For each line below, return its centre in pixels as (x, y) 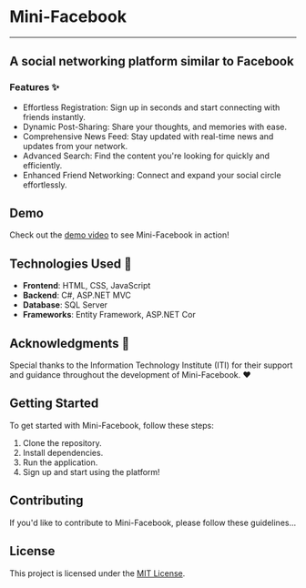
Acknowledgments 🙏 (70, 343)
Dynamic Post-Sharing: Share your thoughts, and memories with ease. (154, 127)
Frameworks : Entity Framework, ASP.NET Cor (109, 315)
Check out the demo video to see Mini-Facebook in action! (119, 235)
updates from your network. (75, 146)
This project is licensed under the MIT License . (97, 573)
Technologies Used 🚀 (71, 264)
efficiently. (42, 165)
